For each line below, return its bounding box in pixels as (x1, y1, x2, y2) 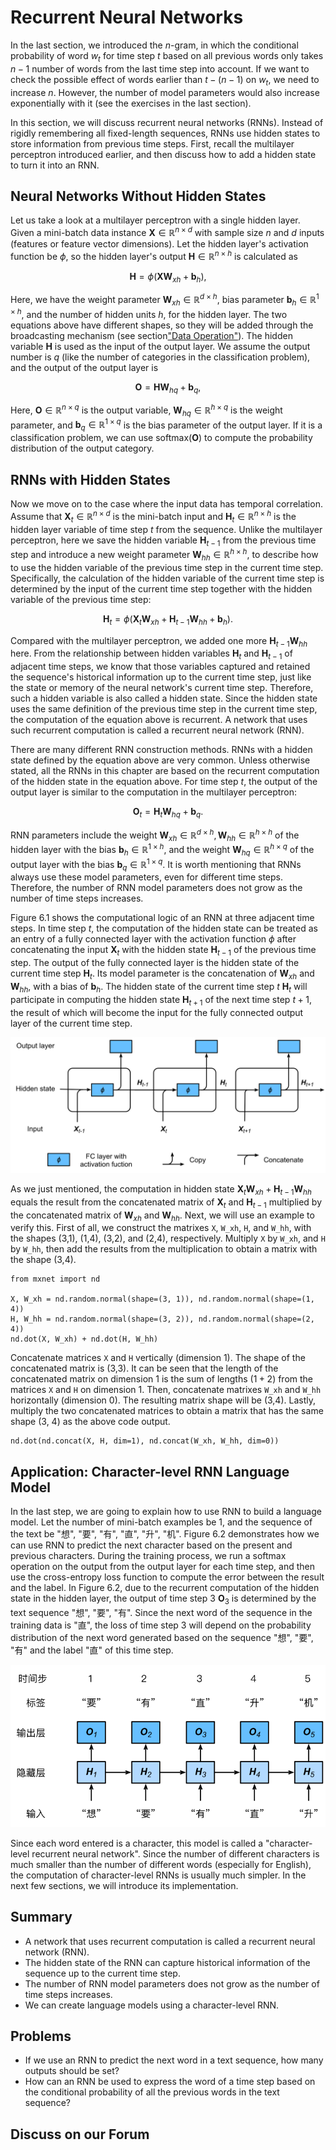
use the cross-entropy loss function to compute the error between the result (10, 1571, 325, 1583)
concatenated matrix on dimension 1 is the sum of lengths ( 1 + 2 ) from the (10, 1373, 314, 1385)
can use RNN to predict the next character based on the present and (10, 1539, 293, 1551)
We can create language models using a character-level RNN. (24, 1999, 280, 2011)
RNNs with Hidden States (10, 471, 171, 488)
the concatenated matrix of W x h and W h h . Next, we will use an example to (10, 1209, 315, 1223)
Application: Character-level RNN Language (10, 1463, 290, 1480)
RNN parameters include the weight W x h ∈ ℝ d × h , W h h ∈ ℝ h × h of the (10, 827, 300, 843)
